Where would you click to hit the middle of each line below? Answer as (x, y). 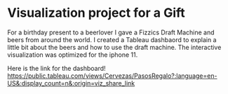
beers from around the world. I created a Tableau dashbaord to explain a (112, 39)
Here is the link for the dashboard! (57, 68)
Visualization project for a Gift (96, 13)
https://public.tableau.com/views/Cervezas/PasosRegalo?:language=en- (112, 76)
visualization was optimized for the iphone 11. (73, 55)
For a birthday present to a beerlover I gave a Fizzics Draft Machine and (111, 32)
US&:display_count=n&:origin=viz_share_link (71, 83)
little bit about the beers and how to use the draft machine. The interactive (114, 47)
